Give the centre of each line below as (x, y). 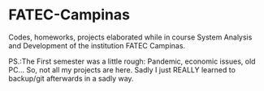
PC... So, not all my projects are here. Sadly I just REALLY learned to (122, 69)
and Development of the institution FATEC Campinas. (97, 45)
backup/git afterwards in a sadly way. (71, 78)
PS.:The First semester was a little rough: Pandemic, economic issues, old (132, 61)
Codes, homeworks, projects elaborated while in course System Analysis (130, 37)
